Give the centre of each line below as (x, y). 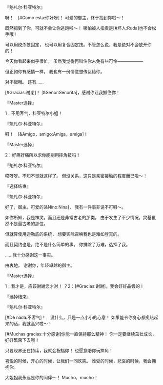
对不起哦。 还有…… (24, 82)
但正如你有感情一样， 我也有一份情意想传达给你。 (55, 72)
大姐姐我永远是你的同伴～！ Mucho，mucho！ (52, 377)
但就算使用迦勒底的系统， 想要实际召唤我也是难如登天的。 (63, 234)
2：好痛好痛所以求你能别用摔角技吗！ (43, 155)
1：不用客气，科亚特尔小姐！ (34, 113)
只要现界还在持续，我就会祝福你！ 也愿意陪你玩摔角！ (59, 350)
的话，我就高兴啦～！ (31, 323)
